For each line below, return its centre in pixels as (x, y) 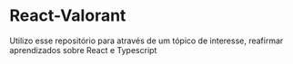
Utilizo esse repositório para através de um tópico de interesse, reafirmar (146, 41)
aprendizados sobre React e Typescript (83, 50)
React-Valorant (68, 16)
